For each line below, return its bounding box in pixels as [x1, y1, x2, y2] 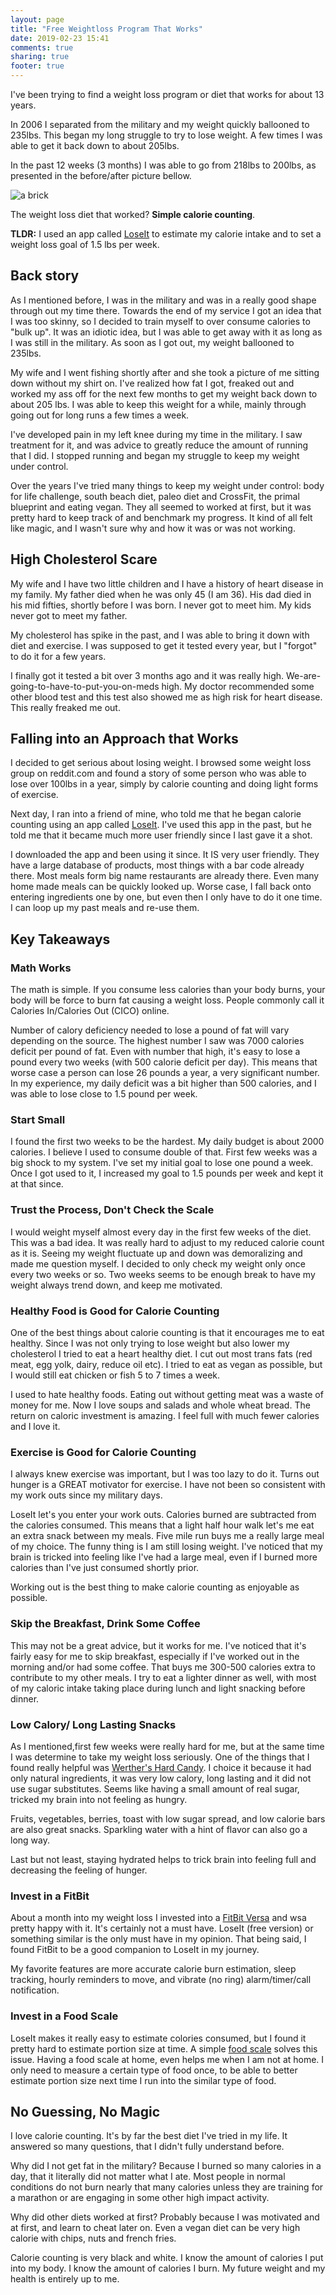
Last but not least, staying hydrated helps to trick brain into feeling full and [10, 1853, 317, 1865]
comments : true [10, 42, 74, 53]
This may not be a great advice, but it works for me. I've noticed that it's [10, 1639, 307, 1651]
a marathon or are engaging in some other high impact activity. [10, 2192, 270, 2204]
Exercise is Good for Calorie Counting [10, 1445, 197, 1459]
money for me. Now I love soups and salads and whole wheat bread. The [10, 1399, 311, 1411]
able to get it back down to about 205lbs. [10, 140, 180, 151]
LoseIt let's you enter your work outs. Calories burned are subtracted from [10, 1509, 317, 1521]
